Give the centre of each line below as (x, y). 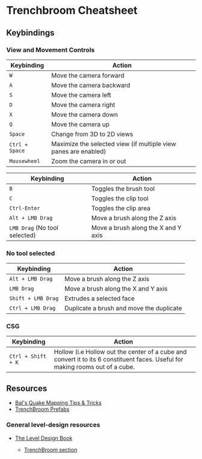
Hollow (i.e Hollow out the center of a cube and (120, 352)
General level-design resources (53, 425)
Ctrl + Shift (28, 356)
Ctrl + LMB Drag (32, 308)
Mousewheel (25, 161)
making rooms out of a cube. (94, 367)
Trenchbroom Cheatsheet (72, 11)
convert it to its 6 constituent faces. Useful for (118, 360)
